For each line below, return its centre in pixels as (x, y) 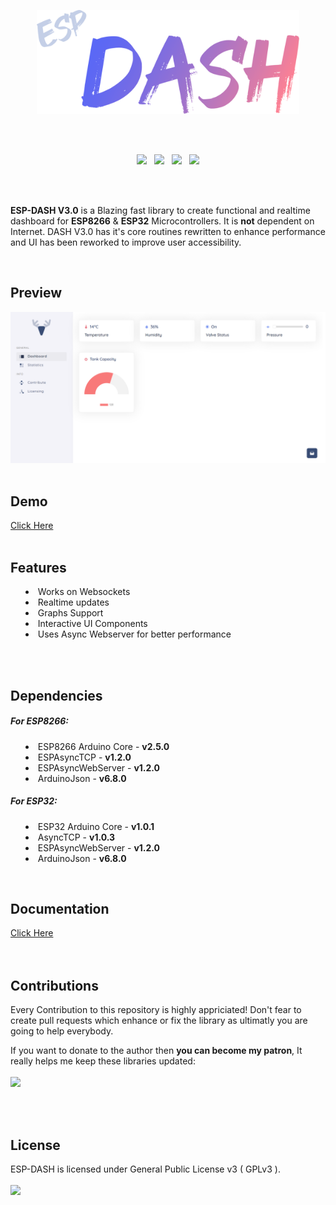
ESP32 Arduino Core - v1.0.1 (96, 826)
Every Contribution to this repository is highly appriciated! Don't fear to (156, 1010)
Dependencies (56, 695)
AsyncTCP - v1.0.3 (76, 837)
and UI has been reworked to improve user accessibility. (126, 242)
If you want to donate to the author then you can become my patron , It (156, 1051)
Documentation (60, 909)
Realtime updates (73, 602)
